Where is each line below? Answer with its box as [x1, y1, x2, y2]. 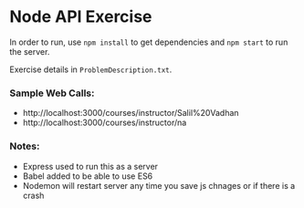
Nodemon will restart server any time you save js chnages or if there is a [22, 180, 296, 191]
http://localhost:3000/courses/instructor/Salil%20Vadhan [22, 108, 239, 119]
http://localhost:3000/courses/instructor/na [22, 117, 187, 129]
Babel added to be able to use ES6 [22, 171, 153, 182]
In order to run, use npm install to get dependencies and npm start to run [9, 36, 288, 47]
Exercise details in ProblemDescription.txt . [9, 64, 173, 75]
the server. [9, 46, 50, 57]
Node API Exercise [9, 6, 152, 27]
